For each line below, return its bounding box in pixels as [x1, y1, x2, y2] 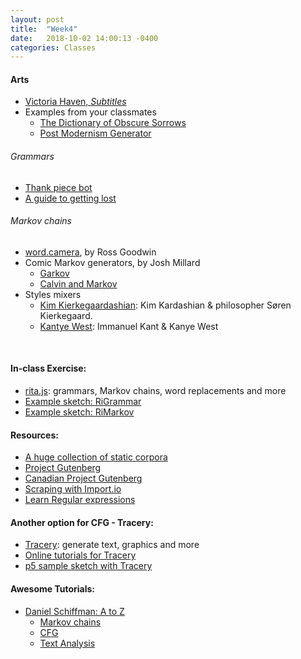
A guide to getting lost [24, 192, 117, 204]
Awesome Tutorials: [10, 583, 96, 595]
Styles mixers [24, 288, 82, 300]
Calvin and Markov [39, 277, 118, 290]
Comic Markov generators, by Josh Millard [24, 256, 201, 268]
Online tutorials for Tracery [24, 549, 137, 561]
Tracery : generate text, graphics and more [24, 539, 200, 551]
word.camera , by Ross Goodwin [24, 246, 157, 258]
